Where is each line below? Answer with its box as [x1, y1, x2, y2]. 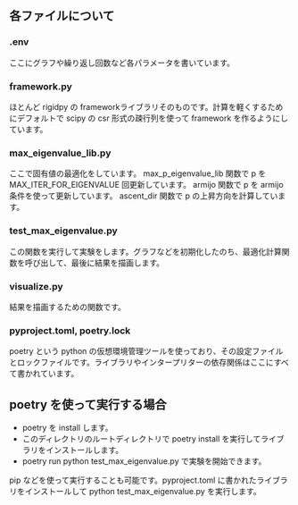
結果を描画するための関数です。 [9, 301, 127, 312]
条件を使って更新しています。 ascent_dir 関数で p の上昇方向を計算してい [9, 190, 278, 201]
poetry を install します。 [21, 422, 113, 433]
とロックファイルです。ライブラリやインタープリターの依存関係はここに [9, 357, 274, 368]
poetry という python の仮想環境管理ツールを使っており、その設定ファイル [9, 346, 284, 357]
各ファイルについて [9, 8, 115, 24]
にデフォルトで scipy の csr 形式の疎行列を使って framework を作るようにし [9, 113, 288, 123]
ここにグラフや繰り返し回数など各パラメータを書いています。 [9, 57, 235, 68]
